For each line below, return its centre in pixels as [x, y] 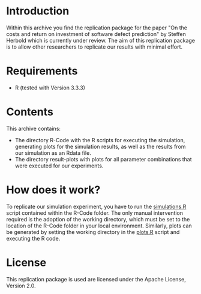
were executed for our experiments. [59, 166]
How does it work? [53, 190]
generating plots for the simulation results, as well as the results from [100, 146]
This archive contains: [34, 128]
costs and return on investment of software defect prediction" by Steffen [96, 34]
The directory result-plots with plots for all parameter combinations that [103, 159]
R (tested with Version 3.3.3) [50, 88]
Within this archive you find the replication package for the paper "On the [97, 28]
